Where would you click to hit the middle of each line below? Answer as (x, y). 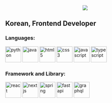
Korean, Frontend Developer (51, 24)
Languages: (20, 38)
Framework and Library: (35, 74)
